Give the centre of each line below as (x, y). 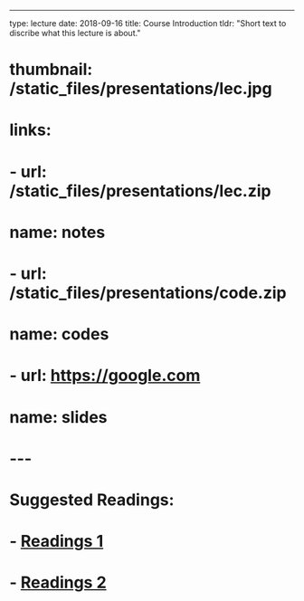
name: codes (59, 334)
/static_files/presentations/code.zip (148, 293)
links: (30, 130)
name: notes (57, 232)
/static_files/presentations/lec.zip (140, 191)
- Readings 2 (58, 582)
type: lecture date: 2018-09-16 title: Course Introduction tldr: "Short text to (148, 23)
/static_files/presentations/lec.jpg (141, 89)
